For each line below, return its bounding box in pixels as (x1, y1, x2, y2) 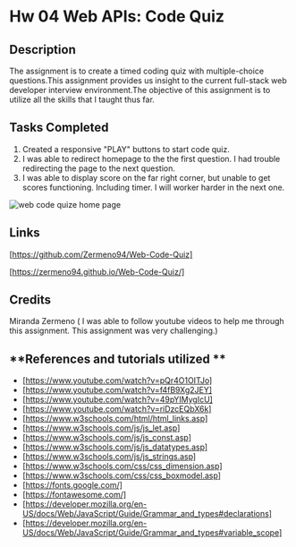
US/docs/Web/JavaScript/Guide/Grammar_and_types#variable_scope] (21, 527, 283, 538)
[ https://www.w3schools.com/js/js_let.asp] (21, 423, 181, 433)
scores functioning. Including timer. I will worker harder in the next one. (21, 182, 285, 192)
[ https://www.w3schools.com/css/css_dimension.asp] (21, 461, 223, 472)
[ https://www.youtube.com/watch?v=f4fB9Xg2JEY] (21, 385, 213, 396)
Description (9, 42, 76, 57)
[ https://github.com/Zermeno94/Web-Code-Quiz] (9, 249, 193, 260)
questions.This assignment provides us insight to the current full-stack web (9, 75, 288, 86)
